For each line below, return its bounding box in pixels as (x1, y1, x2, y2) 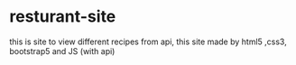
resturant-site (9, 6, 116, 27)
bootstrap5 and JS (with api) (9, 45, 116, 56)
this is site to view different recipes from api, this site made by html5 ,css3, (9, 36, 287, 47)
